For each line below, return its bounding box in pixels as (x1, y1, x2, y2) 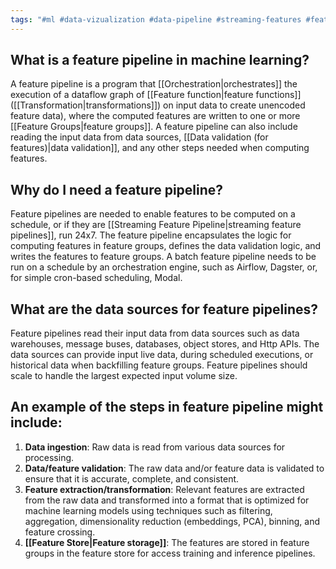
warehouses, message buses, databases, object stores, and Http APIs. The (10, 338, 320, 350)
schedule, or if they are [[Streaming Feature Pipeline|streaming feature (10, 219, 302, 231)
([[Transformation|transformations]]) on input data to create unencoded (10, 99, 306, 111)
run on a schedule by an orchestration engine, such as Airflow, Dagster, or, (10, 261, 318, 273)
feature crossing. (24, 526, 96, 538)
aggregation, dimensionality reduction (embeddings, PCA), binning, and (24, 515, 321, 527)
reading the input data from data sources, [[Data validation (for (10, 131, 269, 143)
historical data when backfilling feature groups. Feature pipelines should (10, 359, 308, 371)
